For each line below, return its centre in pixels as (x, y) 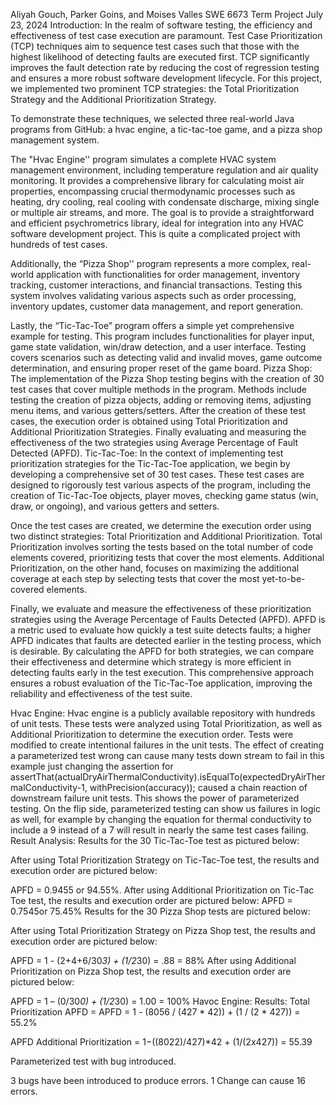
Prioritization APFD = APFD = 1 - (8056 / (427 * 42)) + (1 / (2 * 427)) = (155, 1012)
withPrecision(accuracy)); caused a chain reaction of (198, 787)
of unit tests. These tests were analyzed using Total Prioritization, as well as (166, 723)
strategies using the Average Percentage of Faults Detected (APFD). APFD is (168, 619)
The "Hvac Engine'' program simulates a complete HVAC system (143, 159)
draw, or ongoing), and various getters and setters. (115, 506)
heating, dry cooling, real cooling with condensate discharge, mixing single (165, 202)
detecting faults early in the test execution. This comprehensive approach (162, 672)
